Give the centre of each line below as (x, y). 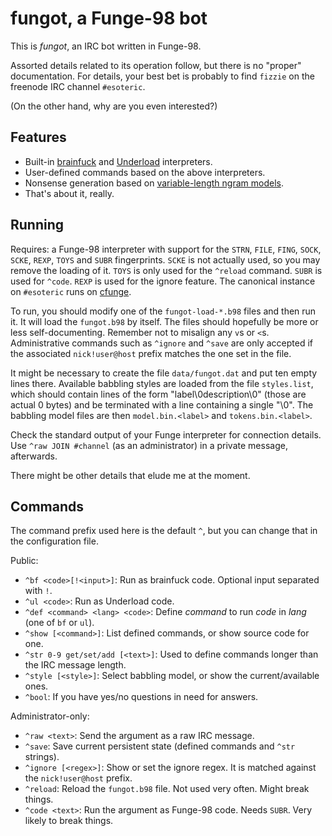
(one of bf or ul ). (59, 623)
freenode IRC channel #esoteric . (78, 86)
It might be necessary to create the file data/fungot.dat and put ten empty (164, 373)
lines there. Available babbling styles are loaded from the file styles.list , (162, 383)
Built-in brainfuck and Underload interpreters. (118, 161)
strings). (42, 757)
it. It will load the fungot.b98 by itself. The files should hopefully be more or (164, 321)
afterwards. (34, 456)
